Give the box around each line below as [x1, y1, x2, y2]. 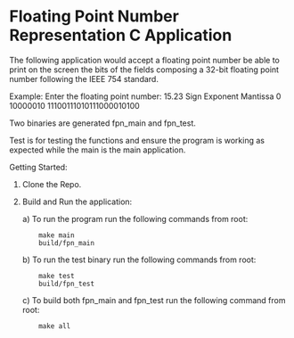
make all [38, 321, 71, 331]
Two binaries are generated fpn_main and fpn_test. [9, 118, 196, 128]
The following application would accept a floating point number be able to [9, 54, 281, 65]
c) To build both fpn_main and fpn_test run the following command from [21, 294, 286, 305]
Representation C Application [9, 25, 233, 45]
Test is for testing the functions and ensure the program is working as [9, 135, 265, 145]
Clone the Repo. [21, 178, 82, 189]
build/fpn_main [38, 238, 95, 247]
